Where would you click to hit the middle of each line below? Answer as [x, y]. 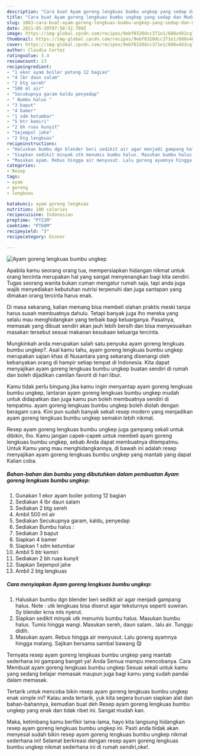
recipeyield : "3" [28, 231]
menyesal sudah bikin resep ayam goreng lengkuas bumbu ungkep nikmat [97, 734]
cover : [15, 45]
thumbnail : [20, 39]
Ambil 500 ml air [35, 514]
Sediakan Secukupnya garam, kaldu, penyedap [73, 521]
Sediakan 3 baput [37, 533]
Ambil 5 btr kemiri [37, 552]
